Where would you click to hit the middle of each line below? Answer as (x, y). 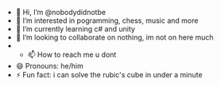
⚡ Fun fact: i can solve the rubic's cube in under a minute (109, 75)
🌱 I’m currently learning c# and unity (75, 29)
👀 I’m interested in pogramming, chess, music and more (107, 21)
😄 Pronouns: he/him (49, 66)
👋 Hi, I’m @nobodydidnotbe (60, 12)
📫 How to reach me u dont (72, 54)
